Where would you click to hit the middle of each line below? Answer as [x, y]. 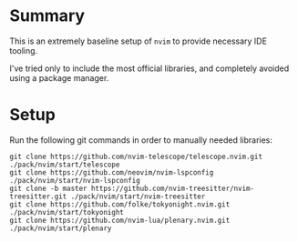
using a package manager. [59, 77]
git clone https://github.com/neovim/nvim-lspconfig [112, 172]
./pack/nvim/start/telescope [65, 165]
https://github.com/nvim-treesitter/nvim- [173, 188]
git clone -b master [49, 188]
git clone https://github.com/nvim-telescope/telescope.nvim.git [136, 156]
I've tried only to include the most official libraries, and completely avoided [149, 68]
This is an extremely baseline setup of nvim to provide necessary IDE [138, 41]
